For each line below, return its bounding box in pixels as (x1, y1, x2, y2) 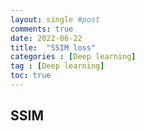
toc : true (10, 71, 52, 81)
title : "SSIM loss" (10, 42, 97, 53)
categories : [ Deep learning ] (10, 52, 137, 62)
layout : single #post (10, 14, 101, 25)
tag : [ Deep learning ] (10, 61, 105, 71)
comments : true (10, 24, 74, 34)
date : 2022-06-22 (10, 33, 83, 43)
